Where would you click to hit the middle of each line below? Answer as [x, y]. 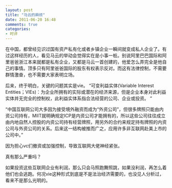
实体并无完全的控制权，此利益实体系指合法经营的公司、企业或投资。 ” [79, 98]
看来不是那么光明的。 [28, 180]
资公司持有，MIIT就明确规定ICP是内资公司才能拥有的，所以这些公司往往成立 [85, 116]
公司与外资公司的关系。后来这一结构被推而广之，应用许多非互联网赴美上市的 [86, 128]
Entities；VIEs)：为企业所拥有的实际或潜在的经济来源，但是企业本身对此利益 [86, 92]
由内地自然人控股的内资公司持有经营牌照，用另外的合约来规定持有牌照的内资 [86, 122]
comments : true [21, 24]
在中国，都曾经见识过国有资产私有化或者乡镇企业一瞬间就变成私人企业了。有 [86, 49]
